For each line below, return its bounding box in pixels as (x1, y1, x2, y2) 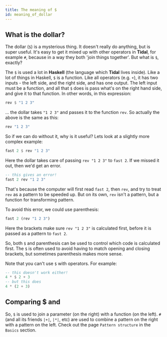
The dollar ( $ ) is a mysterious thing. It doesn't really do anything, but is (5, 43, 150, 50)
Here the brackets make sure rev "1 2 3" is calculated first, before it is (5, 225, 151, 231)
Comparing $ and (5, 298, 61, 306)
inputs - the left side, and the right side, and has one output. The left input (5, 80, 157, 86)
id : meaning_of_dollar (5, 12, 52, 17)
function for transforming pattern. (5, 196, 74, 202)
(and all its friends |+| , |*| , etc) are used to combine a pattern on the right (5, 316, 158, 322)
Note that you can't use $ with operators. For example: (5, 260, 117, 266)
